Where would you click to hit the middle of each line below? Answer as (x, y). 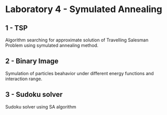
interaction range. (24, 79)
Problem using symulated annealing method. (52, 45)
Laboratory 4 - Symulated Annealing (84, 9)
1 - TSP (16, 28)
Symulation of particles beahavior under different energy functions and (79, 73)
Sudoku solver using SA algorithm (41, 106)
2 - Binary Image (32, 61)
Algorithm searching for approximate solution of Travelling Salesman (77, 40)
